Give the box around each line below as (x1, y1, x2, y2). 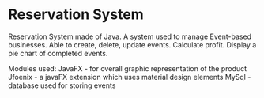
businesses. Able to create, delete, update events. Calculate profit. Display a (8, 40, 257, 49)
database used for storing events (8, 81, 116, 90)
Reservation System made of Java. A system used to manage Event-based (8, 32, 251, 41)
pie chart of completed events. (8, 48, 108, 58)
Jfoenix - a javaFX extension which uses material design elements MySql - (8, 72, 251, 81)
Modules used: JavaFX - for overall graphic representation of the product (8, 63, 247, 73)
